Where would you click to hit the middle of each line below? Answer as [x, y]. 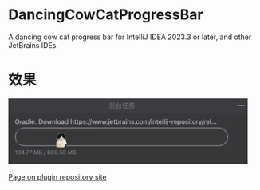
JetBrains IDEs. [33, 45]
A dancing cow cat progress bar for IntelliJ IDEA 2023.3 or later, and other [130, 37]
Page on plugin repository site [57, 176]
